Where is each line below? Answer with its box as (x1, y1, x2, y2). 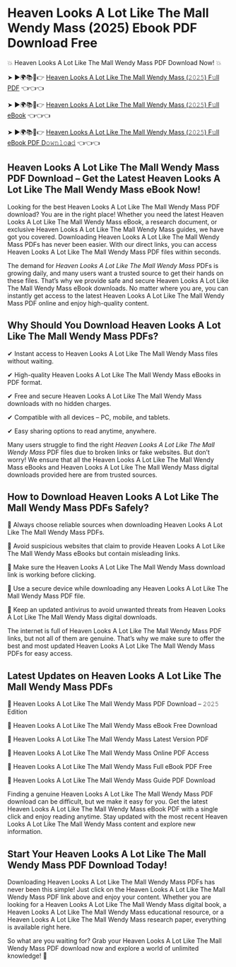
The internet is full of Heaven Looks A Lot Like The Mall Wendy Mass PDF (7, 627, 222, 635)
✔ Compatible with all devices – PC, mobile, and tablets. (7, 412, 170, 422)
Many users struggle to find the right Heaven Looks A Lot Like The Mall (7, 440, 216, 448)
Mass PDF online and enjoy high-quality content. (7, 299, 149, 307)
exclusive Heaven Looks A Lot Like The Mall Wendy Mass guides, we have (7, 225, 224, 233)
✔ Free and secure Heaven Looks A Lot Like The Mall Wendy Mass (7, 391, 202, 400)
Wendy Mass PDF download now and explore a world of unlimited (7, 944, 199, 952)
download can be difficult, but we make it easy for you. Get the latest (7, 797, 208, 806)
